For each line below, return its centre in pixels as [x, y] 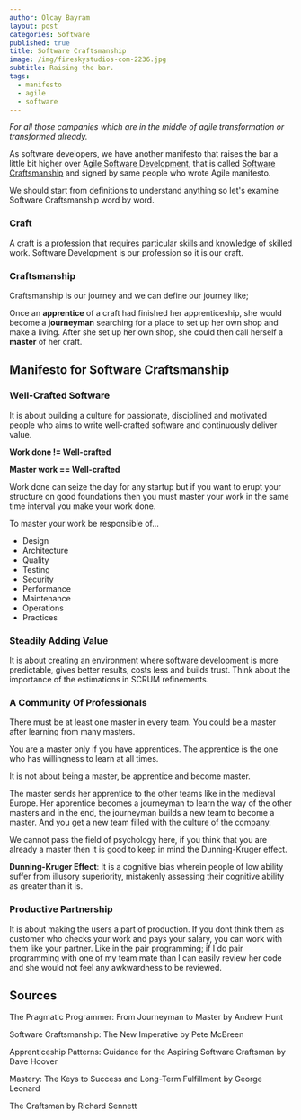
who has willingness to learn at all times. [84, 759]
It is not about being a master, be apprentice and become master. [130, 776]
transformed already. [49, 137]
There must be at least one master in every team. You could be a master [143, 722]
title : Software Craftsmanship [68, 51]
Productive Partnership [62, 909]
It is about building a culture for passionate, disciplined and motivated [138, 415]
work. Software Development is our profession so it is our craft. [127, 252]
